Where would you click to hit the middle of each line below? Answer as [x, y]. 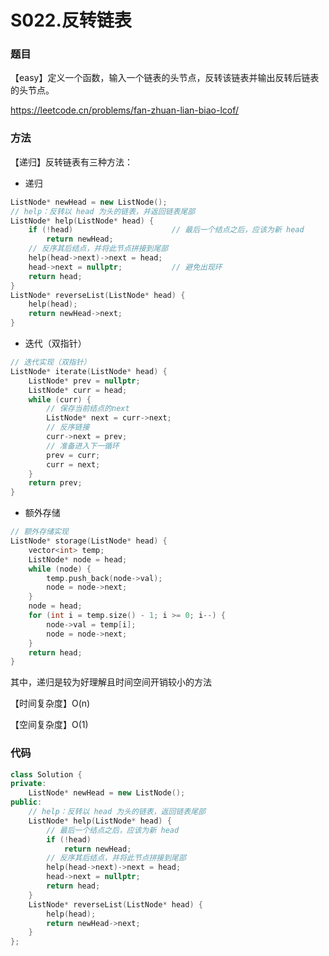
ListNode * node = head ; [78, 559]
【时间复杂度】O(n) [50, 703]
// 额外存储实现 [39, 532]
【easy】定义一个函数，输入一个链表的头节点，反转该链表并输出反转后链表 [165, 78]
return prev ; [55, 483]
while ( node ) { [60, 569]
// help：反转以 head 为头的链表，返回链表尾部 [117, 812]
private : [28, 784]
